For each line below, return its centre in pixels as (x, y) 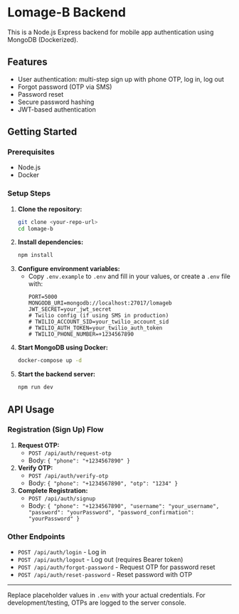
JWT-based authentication (57, 109)
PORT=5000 (43, 297)
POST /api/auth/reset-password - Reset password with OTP (105, 575)
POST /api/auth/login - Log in (62, 552)
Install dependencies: (51, 242)
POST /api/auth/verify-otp (68, 476)
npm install (35, 255)
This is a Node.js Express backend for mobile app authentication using (111, 32)
